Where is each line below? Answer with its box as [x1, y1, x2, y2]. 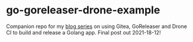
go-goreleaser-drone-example [6, 3, 160, 17]
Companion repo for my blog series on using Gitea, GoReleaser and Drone [6, 23, 188, 30]
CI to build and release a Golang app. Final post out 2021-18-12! [6, 29, 161, 36]
